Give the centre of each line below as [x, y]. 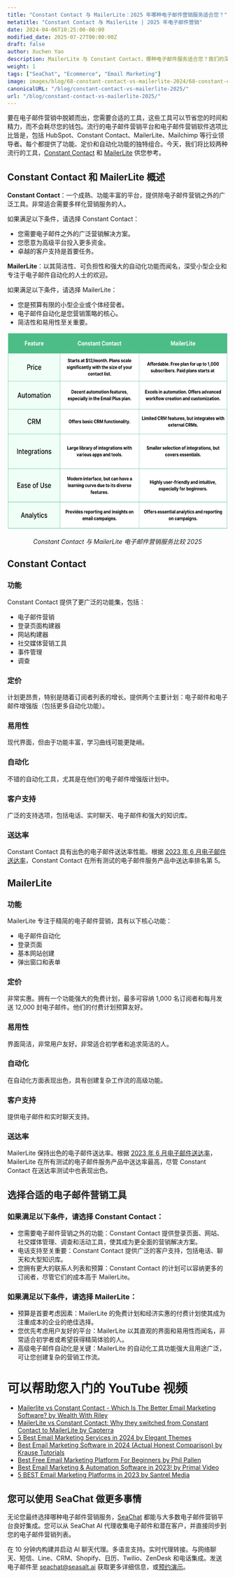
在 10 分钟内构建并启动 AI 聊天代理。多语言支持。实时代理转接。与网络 [109, 1549]
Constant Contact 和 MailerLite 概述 [86, 177]
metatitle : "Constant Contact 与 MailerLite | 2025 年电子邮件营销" [105, 22]
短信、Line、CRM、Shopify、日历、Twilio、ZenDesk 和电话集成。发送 [121, 1558]
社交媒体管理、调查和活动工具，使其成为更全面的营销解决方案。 [109, 1242]
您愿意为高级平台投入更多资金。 [63, 242]
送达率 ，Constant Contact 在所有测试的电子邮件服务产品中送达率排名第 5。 [116, 860]
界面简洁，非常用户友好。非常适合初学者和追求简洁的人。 [90, 1043]
